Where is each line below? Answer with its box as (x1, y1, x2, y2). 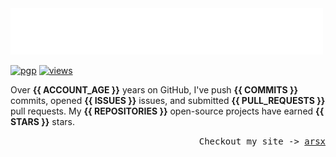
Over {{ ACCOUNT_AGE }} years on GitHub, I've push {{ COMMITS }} (10, 84, 299, 96)
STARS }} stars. (10, 116, 75, 127)
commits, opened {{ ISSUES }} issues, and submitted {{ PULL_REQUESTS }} (10, 95, 326, 106)
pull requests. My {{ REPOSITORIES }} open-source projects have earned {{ (10, 105, 325, 117)
